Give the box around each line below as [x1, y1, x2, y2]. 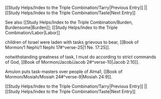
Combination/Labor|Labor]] [5, 30, 60, 35]
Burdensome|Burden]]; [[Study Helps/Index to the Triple [5, 25, 118, 30]
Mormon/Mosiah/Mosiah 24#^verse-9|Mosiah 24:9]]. [5, 74, 112, 79]
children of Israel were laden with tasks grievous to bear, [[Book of [5, 39, 139, 45]
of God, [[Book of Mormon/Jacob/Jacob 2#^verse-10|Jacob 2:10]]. [5, 59, 140, 65]
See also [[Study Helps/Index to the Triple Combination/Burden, [5, 20, 133, 25]
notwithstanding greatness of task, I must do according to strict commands [5, 54, 156, 60]
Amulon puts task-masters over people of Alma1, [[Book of [5, 69, 123, 74]
